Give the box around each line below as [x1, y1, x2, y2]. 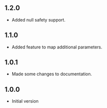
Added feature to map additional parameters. [11, 44, 103, 50]
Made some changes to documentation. [11, 71, 92, 77]
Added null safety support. [11, 17, 65, 22]
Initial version [11, 98, 39, 104]
